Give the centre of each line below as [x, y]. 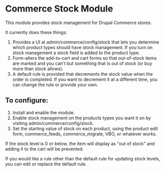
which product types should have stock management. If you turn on [82, 47]
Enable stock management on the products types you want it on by [82, 118]
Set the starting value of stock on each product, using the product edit [85, 128]
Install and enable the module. [44, 112]
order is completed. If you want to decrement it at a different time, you [85, 79]
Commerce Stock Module [59, 9]
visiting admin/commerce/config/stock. [53, 123]
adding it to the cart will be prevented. [44, 149]
